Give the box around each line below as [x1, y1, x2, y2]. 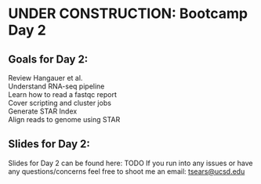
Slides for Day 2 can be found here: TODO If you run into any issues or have [8, 158, 253, 168]
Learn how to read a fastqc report [8, 90, 118, 99]
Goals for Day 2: [8, 52, 89, 66]
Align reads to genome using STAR [8, 115, 121, 124]
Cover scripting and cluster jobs [8, 99, 112, 107]
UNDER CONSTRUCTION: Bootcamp [8, 5, 248, 23]
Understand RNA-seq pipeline [8, 81, 105, 91]
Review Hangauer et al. [8, 74, 83, 82]
